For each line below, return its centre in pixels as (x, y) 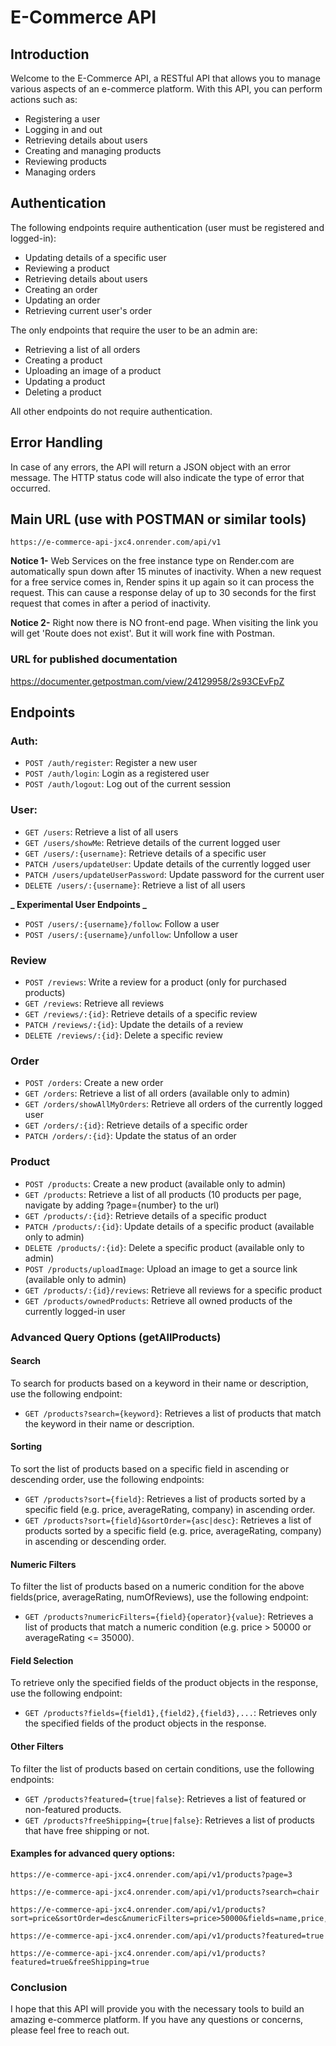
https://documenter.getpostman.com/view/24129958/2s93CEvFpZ (147, 681)
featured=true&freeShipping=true (80, 1962)
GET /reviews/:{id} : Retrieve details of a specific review (141, 1014)
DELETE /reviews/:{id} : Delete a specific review (123, 1035)
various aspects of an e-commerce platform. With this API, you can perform (166, 89)
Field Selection (42, 1660)
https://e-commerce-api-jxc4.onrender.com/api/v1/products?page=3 (151, 1874)
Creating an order (61, 289)
